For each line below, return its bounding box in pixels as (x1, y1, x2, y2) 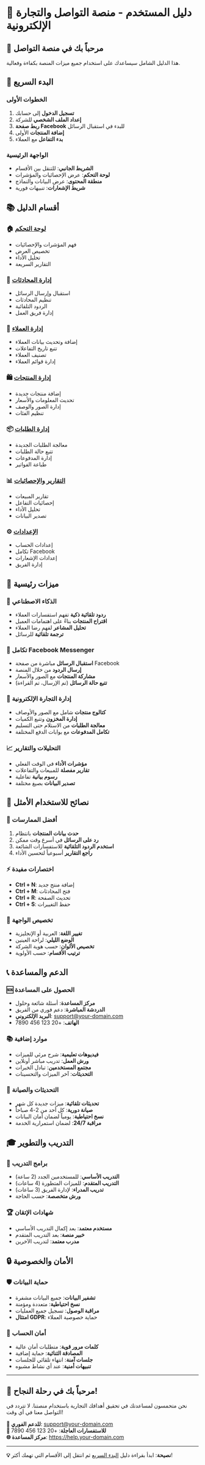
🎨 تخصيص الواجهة (6, 916, 53, 924)
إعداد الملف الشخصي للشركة (15, 116, 82, 123)
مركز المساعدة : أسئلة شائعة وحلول (15, 999, 96, 1006)
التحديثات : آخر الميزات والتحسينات (15, 1070, 93, 1078)
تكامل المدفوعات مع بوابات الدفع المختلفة (15, 728, 110, 735)
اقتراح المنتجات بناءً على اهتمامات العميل (15, 617, 107, 625)
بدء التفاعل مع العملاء (15, 135, 63, 143)
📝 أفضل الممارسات (6, 815, 57, 824)
